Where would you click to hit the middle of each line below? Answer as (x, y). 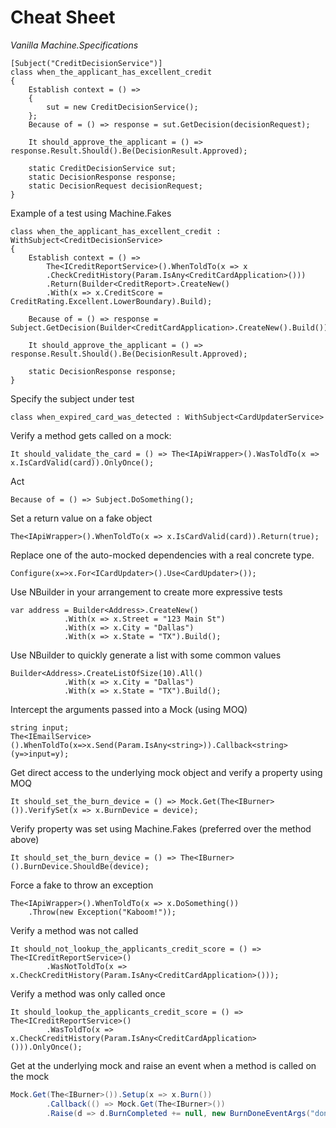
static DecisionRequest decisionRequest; (115, 186)
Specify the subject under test (72, 398)
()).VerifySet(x (44, 810)
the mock (30, 1076)
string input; (40, 727)
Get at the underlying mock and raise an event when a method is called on (163, 1065)
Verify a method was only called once (88, 993)
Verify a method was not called (74, 930)
